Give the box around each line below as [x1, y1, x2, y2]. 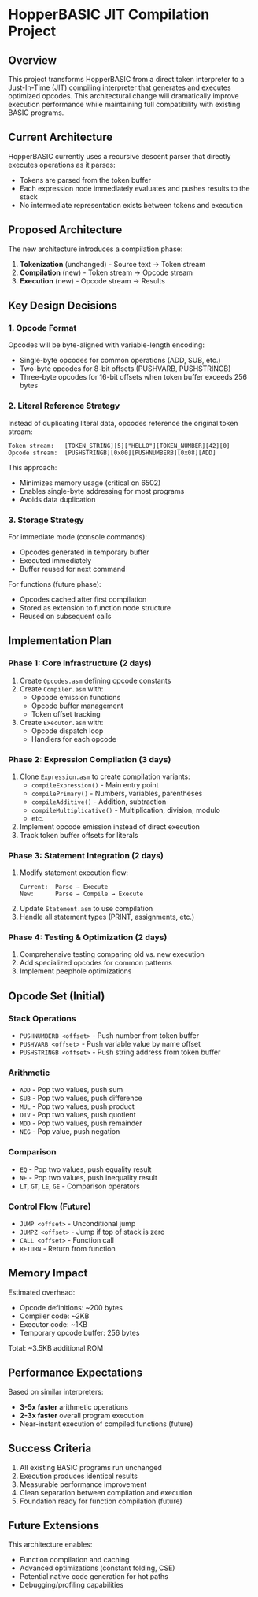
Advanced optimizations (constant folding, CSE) [19, 1563, 175, 1573]
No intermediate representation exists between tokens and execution [19, 200, 244, 209]
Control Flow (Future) [8, 1201, 92, 1212]
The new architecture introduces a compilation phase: [8, 244, 183, 254]
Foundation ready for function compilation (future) [19, 1496, 182, 1506]
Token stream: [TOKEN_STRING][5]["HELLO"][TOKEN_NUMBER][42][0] [8, 442, 230, 450]
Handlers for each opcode [31, 734, 116, 743]
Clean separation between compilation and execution [19, 1488, 193, 1497]
